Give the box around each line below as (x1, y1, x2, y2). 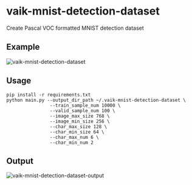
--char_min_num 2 (49, 140, 94, 146)
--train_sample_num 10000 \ (49, 102, 121, 109)
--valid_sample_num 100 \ (49, 107, 115, 113)
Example (6, 42, 40, 52)
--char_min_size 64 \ (49, 129, 105, 135)
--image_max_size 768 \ (49, 113, 111, 119)
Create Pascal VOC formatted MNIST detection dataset (6, 24, 144, 32)
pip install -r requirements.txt (6, 92, 91, 98)
